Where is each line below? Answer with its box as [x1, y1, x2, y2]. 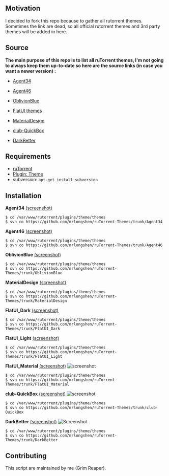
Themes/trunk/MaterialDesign [5, 298, 67, 304]
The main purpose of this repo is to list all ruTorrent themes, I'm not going [5, 57, 164, 63]
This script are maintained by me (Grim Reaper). [5, 465, 106, 471]
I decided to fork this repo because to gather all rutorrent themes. [5, 17, 143, 24]
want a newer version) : [5, 68, 56, 74]
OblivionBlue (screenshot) [5, 252, 61, 258]
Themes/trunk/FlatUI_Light [5, 354, 63, 359]
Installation [5, 191, 42, 200]
